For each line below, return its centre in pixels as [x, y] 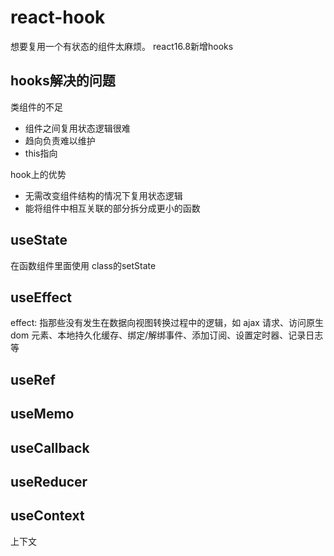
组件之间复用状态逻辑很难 [77, 128]
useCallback [50, 447]
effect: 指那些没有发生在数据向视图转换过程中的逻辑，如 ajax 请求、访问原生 [167, 323]
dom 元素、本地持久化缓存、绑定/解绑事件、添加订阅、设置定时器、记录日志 [167, 335]
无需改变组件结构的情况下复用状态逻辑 [103, 195]
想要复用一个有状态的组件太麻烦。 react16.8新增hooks [122, 46]
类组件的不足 [36, 107]
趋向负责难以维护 [60, 140]
